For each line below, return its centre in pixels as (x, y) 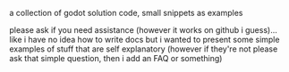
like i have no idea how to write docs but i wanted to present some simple (144, 40)
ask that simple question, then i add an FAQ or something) (116, 58)
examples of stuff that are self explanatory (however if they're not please (144, 49)
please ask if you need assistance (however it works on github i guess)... (143, 30)
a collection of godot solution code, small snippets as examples (126, 13)
